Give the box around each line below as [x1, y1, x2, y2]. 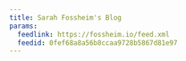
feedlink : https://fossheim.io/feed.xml [17, 30, 170, 39]
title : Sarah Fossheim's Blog [9, 13, 123, 22]
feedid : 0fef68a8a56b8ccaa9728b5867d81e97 [17, 38, 178, 48]
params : [9, 22, 38, 30]
